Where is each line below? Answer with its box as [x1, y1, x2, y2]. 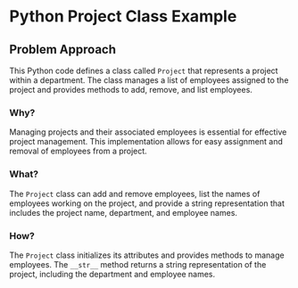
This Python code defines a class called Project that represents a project [9, 65, 278, 76]
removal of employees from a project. [9, 145, 147, 157]
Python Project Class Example [9, 6, 237, 27]
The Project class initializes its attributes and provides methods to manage [9, 250, 285, 260]
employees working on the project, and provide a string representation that [9, 198, 286, 209]
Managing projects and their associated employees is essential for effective [9, 127, 287, 137]
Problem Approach [9, 42, 116, 57]
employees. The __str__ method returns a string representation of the [9, 259, 267, 269]
